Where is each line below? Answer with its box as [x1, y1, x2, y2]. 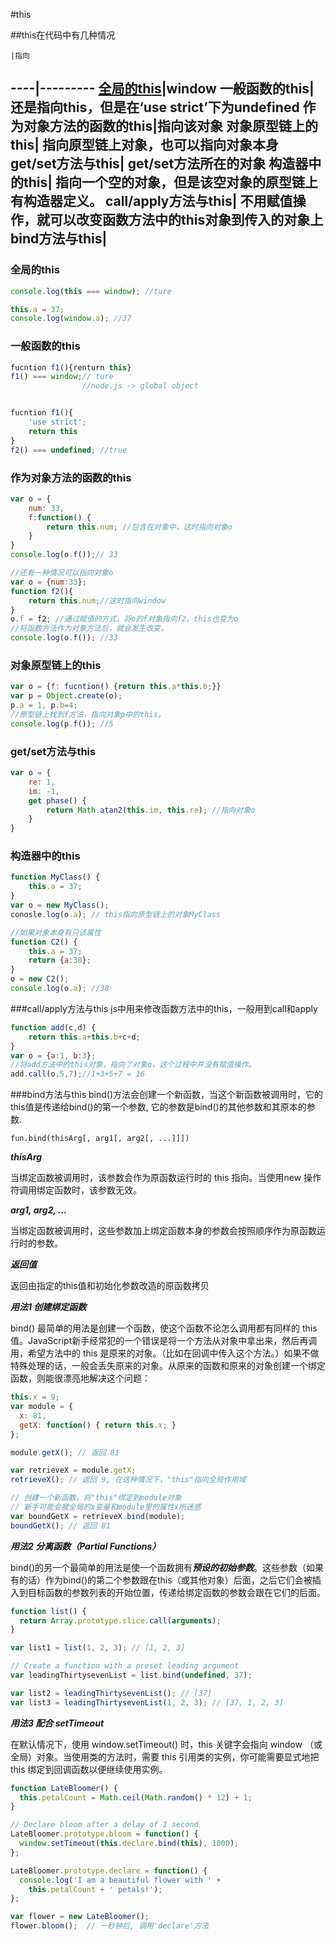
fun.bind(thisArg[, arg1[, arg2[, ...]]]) [10, 1134, 190, 1144]
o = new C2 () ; [10, 974, 70, 984]
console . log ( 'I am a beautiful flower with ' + [19, 1875, 222, 1885]
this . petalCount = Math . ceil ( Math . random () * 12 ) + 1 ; [19, 1792, 253, 1803]
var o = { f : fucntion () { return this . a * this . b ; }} [10, 682, 222, 692]
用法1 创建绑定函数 [10, 1301, 87, 1313]
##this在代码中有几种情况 [10, 29, 116, 41]
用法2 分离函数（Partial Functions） [10, 1540, 162, 1552]
